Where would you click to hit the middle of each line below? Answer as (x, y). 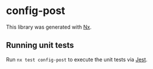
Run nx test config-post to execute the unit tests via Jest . (77, 59)
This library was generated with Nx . (49, 27)
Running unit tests (40, 45)
